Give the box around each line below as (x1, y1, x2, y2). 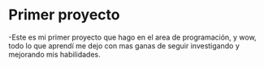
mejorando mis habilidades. (8, 49, 101, 59)
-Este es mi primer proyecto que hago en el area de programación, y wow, (8, 32, 258, 42)
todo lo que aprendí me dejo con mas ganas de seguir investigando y (8, 40, 240, 50)
